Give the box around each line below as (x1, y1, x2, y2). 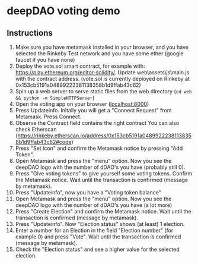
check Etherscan (15, 126, 57, 133)
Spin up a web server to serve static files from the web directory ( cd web (15, 88, 192, 95)
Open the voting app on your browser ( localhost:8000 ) (15, 100, 149, 108)
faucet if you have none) (15, 56, 75, 63)
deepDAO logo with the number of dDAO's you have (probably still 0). (15, 164, 186, 171)
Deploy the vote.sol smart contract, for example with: (15, 62, 145, 70)
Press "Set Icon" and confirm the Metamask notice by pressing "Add (15, 144, 183, 152)
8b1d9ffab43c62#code (15, 139, 72, 145)
